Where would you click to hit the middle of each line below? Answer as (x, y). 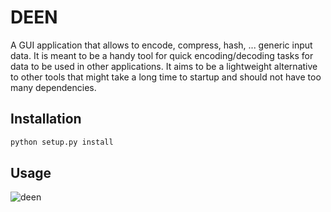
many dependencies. (53, 87)
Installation (46, 119)
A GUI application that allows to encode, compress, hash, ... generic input (161, 45)
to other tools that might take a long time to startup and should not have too (166, 77)
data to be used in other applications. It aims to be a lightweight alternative (164, 66)
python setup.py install (62, 142)
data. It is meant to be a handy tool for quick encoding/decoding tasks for (162, 55)
